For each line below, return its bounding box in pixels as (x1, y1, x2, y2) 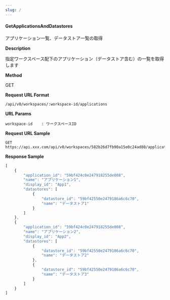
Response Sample (5, 153, 44, 159)
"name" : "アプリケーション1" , (23, 177, 81, 183)
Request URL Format (5, 92, 50, 98)
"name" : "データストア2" (41, 253, 90, 258)
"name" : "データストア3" (41, 272, 90, 277)
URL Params (5, 110, 31, 117)
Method (5, 72, 22, 78)
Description (5, 45, 31, 51)
